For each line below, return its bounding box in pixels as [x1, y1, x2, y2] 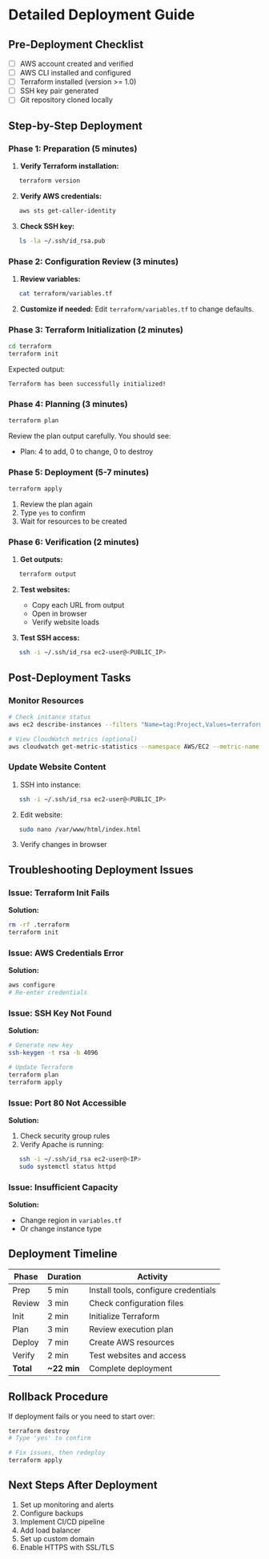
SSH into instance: [19, 779, 82, 789]
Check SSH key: [19, 221, 74, 230]
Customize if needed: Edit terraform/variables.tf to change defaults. [19, 303, 255, 314]
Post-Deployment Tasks [8, 670, 131, 684]
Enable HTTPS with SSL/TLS [19, 1542, 114, 1552]
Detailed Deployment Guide [8, 6, 195, 24]
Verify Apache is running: [19, 1139, 104, 1149]
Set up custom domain [19, 1533, 94, 1543]
